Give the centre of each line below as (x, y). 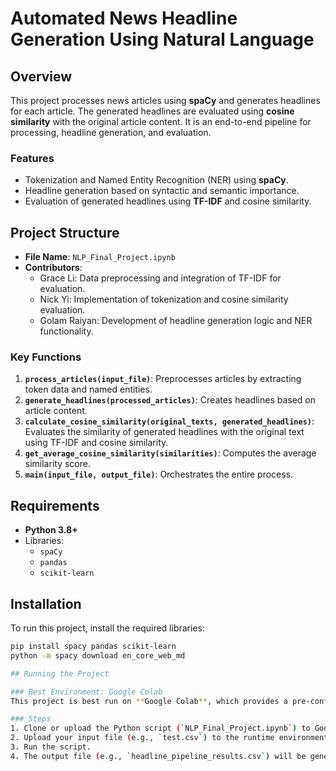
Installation (46, 603)
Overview (41, 76)
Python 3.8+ (51, 530)
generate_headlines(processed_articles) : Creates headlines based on (170, 400)
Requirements (55, 505)
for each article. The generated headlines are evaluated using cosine (152, 111)
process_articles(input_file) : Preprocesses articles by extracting (163, 379)
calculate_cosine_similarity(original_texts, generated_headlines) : (169, 421)
